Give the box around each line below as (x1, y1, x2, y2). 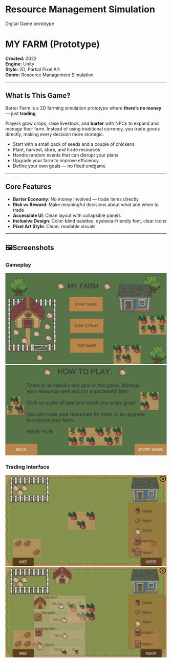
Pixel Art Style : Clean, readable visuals (12, 223, 96, 229)
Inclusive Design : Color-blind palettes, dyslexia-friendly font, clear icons (12, 217, 167, 224)
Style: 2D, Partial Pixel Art (5, 66, 60, 72)
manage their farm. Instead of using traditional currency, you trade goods (5, 125, 160, 131)
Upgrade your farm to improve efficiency (12, 157, 99, 163)
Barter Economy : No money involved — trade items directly (12, 196, 139, 202)
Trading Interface (5, 463, 50, 471)
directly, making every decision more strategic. (5, 131, 104, 137)
